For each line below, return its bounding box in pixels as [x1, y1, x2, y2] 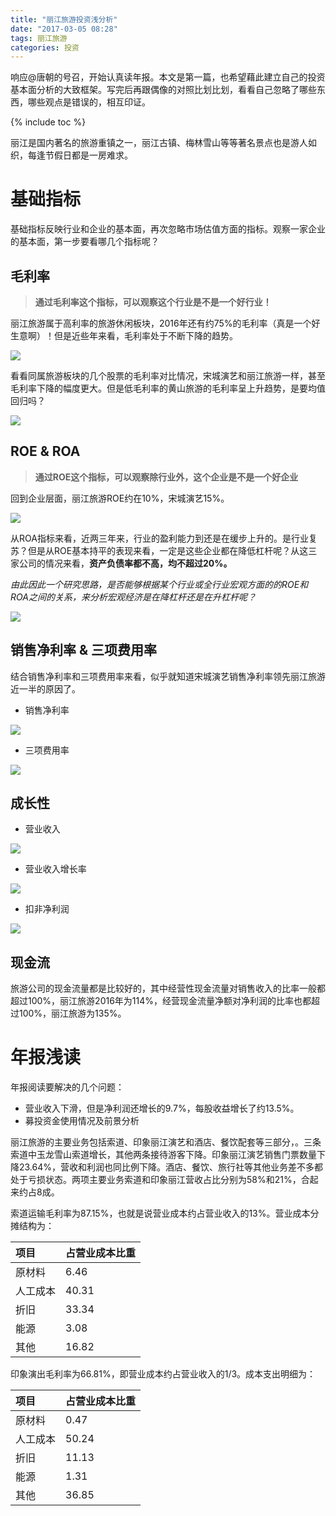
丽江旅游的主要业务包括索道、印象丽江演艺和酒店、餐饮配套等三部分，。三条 [10, 1136, 322, 1148]
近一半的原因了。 [10, 682, 81, 695]
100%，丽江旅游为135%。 [18, 1007, 127, 1020]
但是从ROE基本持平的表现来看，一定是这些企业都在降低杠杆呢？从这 [27, 544, 309, 556]
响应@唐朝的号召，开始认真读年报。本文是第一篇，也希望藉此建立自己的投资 [10, 71, 326, 83]
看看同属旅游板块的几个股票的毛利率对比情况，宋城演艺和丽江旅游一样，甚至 [10, 370, 326, 381]
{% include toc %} [10, 116, 87, 128]
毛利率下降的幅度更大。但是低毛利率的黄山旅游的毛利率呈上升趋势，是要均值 [10, 382, 326, 394]
